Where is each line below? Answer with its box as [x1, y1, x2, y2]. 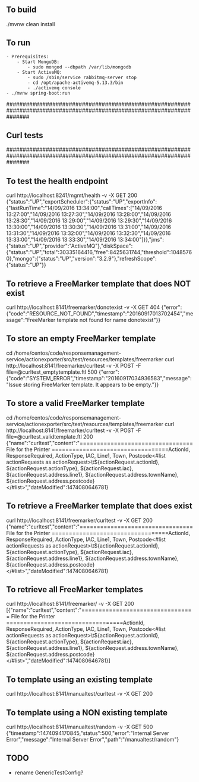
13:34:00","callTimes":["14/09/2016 [76, 205, 162, 212]
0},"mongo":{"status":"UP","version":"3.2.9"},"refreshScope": [6, 255, 157, 262]
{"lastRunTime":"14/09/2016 [6, 205, 75, 212]
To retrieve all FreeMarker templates [6, 584, 144, 595]
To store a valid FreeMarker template [6, 398, 145, 408]
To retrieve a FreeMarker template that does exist [6, 501, 192, 511]
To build [6, 5, 37, 15]
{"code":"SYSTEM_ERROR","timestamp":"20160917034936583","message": [6, 374, 192, 381]
